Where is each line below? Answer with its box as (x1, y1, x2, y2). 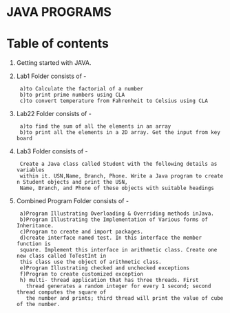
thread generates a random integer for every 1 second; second (25, 283, 211, 290)
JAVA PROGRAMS (6, 4, 112, 20)
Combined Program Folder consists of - (16, 197, 129, 205)
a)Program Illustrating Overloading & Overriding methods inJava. (19, 210, 214, 218)
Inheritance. (16, 222, 54, 229)
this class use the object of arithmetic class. (19, 258, 163, 266)
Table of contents (6, 36, 109, 52)
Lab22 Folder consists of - (16, 110, 92, 118)
